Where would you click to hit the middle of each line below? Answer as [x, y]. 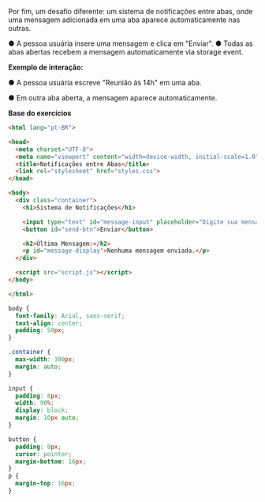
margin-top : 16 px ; [46, 484]
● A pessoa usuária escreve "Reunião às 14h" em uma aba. [105, 83]
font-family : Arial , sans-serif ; [70, 315]
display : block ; [42, 410]
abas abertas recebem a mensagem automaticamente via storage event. [126, 52]
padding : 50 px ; [40, 330]
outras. [20, 28]
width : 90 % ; [35, 403]
